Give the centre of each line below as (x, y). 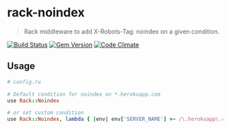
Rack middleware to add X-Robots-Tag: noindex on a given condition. (122, 31)
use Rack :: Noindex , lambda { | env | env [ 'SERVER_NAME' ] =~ (91, 119)
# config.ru (24, 82)
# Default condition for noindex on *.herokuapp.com (84, 94)
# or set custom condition (46, 113)
